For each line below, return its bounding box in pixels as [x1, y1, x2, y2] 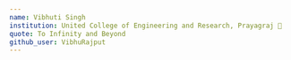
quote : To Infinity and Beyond [9, 29, 126, 38]
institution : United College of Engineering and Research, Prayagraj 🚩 [9, 21, 282, 30]
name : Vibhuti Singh [9, 12, 87, 22]
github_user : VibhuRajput [9, 37, 106, 47]
